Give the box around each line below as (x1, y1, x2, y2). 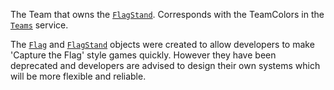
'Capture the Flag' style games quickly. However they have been (10, 49, 277, 61)
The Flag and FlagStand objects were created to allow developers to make (10, 39, 315, 50)
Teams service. (10, 19, 69, 31)
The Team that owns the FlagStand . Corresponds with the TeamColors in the (10, 9, 325, 20)
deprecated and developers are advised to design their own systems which (10, 60, 321, 71)
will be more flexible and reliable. (10, 70, 147, 82)
